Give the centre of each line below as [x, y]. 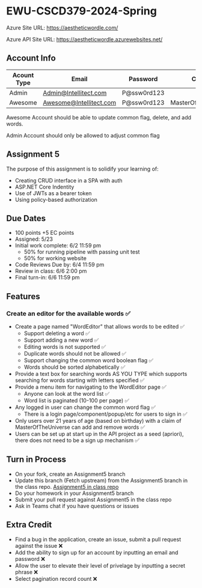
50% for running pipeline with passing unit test [82, 252]
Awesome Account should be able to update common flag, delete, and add [99, 117]
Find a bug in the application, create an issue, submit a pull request [98, 539]
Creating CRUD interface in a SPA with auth [69, 180]
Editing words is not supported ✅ [65, 347]
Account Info [31, 58]
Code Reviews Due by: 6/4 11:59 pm [60, 265]
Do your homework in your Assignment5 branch [74, 493]
